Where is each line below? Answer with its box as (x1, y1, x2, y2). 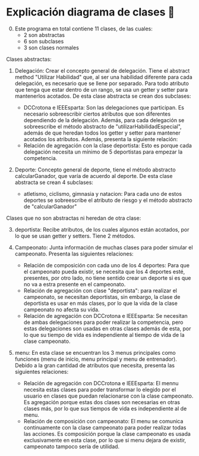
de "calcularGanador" (23, 202, 77, 210)
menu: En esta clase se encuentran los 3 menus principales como (14, 349, 176, 356)
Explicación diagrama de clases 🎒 (6, 5, 175, 19)
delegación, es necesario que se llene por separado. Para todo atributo (14, 80, 189, 87)
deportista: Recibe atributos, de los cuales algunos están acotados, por (14, 226, 189, 233)
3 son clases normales (23, 44, 79, 51)
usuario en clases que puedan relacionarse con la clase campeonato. (23, 392, 194, 399)
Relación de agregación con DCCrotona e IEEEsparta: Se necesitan (23, 312, 188, 319)
